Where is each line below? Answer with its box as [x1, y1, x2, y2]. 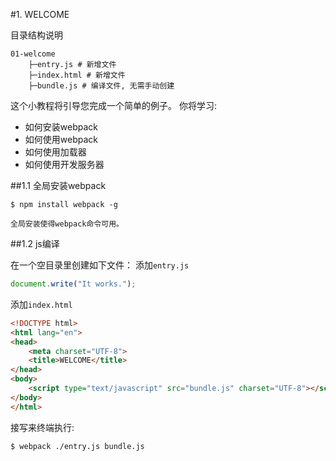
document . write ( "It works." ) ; [10, 279, 137, 289]
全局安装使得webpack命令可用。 [10, 219, 124, 229]
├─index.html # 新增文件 [28, 70, 126, 80]
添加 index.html [10, 298, 73, 310]
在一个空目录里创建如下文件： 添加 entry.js [10, 259, 190, 271]
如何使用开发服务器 [24, 159, 105, 170]
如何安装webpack [24, 121, 98, 133]
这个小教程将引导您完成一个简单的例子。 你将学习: [10, 100, 217, 111]
